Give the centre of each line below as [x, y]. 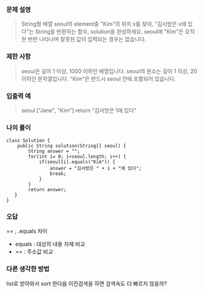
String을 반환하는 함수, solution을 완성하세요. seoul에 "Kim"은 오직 [115, 32]
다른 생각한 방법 [28, 269]
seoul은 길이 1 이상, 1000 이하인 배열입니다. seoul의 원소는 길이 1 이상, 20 [109, 71]
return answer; [47, 190]
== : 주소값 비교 [34, 252]
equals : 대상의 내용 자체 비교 [50, 244]
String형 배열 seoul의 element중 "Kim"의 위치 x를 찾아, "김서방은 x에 [104, 24]
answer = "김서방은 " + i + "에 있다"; [95, 169]
